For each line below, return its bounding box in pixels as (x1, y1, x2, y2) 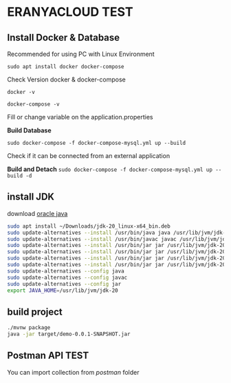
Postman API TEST (7, 350, 89, 362)
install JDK (7, 191, 55, 203)
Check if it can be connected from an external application (7, 152, 170, 159)
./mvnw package (7, 324, 51, 331)
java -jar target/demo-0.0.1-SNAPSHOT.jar (7, 331, 131, 338)
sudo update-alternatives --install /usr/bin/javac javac (7, 235, 177, 242)
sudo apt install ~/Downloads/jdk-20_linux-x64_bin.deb (7, 222, 170, 230)
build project (7, 306, 63, 317)
